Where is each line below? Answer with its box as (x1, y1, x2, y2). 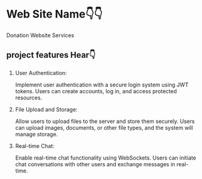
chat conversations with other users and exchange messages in (15, 160, 175, 167)
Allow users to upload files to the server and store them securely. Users (15, 118, 195, 125)
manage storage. (15, 130, 58, 138)
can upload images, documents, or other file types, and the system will (15, 124, 193, 131)
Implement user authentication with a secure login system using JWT (15, 81, 189, 88)
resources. (15, 94, 43, 101)
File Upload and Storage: (15, 105, 78, 113)
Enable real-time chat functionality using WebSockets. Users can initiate (15, 154, 197, 161)
